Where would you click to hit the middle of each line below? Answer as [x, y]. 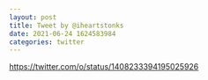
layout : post [33, 17]
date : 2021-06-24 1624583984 [63, 33]
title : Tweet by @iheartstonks [67, 25]
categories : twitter [47, 42]
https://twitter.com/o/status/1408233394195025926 [104, 67]
